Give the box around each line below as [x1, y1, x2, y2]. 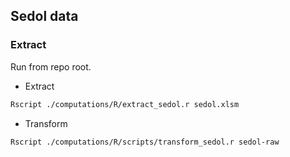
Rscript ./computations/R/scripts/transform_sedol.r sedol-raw [10, 137, 280, 147]
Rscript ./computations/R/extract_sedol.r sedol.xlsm [10, 99, 240, 109]
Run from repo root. [10, 60, 92, 73]
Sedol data [10, 8, 79, 25]
